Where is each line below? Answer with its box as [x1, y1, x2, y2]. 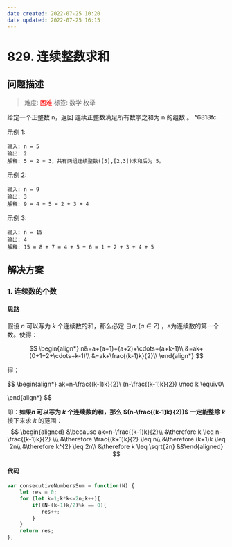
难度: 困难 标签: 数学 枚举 [24, 98, 96, 106]
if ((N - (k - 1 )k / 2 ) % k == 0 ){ [32, 501, 107, 509]
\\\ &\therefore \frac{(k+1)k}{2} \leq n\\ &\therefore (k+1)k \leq [52, 435, 226, 444]
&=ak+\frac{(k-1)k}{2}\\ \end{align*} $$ [91, 352, 204, 360]
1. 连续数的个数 [7, 286, 57, 296]
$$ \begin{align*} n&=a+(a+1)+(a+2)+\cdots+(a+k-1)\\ [29, 344, 184, 353]
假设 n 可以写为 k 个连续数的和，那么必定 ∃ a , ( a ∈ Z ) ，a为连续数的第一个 [7, 322, 220, 330]
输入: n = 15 [7, 228, 43, 236]
